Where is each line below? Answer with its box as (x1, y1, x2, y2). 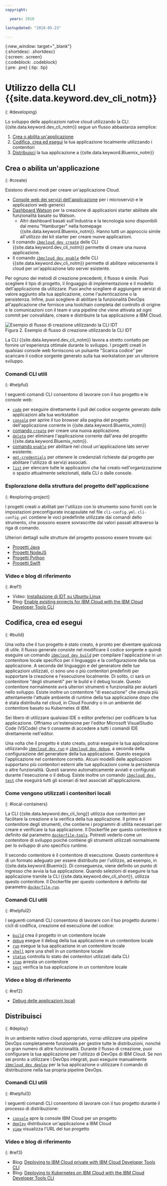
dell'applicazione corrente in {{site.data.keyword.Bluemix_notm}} (12, 422, 146, 428)
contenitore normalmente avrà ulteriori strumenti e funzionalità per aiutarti (5, 684, 158, 690)
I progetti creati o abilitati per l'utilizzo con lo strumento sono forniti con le (5, 503, 157, 509)
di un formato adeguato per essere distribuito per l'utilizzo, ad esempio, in (5, 857, 157, 863)
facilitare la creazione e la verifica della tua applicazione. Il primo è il (5, 816, 146, 822)
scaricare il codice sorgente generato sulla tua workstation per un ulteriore (5, 353, 159, 359)
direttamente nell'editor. (5, 730, 54, 736)
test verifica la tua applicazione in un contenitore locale (12, 964, 128, 970)
